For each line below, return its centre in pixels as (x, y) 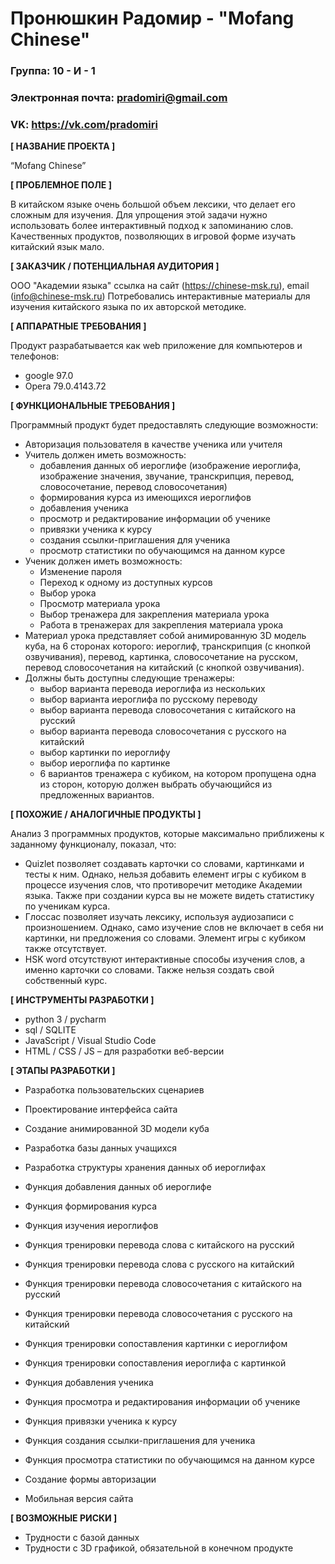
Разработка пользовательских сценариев (114, 1090)
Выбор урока (68, 593)
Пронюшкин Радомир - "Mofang (152, 18)
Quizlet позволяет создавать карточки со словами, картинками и (164, 864)
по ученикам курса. (67, 906)
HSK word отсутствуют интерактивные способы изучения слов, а (164, 959)
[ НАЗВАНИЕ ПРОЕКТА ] (63, 146)
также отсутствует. (65, 949)
